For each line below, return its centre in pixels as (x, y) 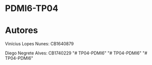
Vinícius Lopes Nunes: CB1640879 (39, 44)
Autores (21, 31)
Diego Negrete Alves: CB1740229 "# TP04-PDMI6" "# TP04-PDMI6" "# (76, 53)
